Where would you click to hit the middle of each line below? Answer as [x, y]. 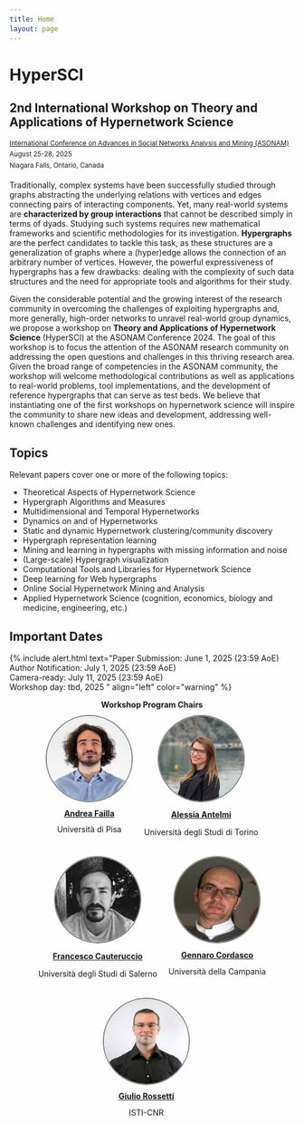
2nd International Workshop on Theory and [133, 108]
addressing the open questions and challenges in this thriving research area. [152, 357]
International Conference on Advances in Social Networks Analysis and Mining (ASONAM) [149, 143]
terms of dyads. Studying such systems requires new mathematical [135, 224]
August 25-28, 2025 [41, 154]
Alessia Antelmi [201, 815]
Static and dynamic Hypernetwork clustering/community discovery [147, 531]
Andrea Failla [89, 813]
